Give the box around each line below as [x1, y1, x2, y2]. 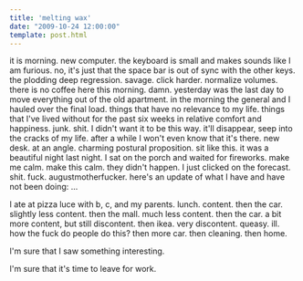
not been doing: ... [9, 182, 78, 193]
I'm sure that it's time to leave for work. [9, 264, 157, 275]
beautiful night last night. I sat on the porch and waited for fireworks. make [9, 152, 290, 163]
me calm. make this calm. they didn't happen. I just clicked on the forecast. [9, 161, 291, 173]
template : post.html [9, 30, 89, 39]
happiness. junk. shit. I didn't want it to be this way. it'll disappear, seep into [9, 123, 294, 134]
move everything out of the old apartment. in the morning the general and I [9, 94, 291, 105]
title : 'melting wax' [9, 13, 92, 23]
